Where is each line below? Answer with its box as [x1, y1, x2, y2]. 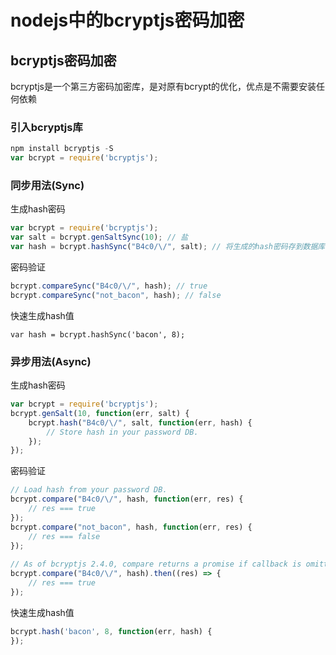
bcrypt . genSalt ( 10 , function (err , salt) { [10, 408, 190, 418]
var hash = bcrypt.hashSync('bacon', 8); [10, 329, 186, 340]
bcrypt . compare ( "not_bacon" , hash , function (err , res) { [10, 522, 253, 532]
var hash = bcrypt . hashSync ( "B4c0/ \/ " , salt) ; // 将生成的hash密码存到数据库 [10, 242, 326, 252]
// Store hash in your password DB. [46, 427, 199, 437]
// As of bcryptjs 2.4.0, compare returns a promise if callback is [10, 559, 302, 570]
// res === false [28, 531, 101, 541]
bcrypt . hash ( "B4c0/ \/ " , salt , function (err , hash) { [28, 417, 253, 428]
